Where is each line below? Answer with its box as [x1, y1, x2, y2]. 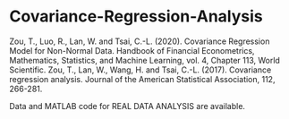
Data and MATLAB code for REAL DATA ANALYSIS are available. [9, 100, 246, 111]
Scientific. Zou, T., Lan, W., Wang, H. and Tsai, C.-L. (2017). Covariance [9, 64, 272, 75]
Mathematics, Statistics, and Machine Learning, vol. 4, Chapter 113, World [9, 55, 280, 65]
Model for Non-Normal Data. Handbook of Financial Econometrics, [9, 45, 255, 55]
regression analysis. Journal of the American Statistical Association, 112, [9, 73, 276, 84]
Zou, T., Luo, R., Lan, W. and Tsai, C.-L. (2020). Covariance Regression [9, 36, 270, 47]
